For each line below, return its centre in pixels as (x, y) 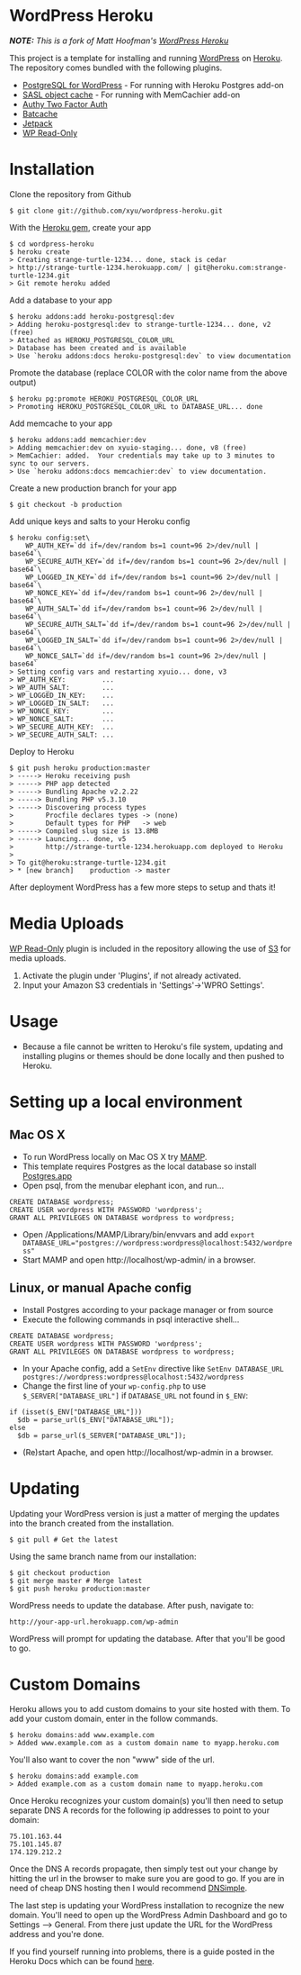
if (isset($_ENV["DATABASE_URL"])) (76, 1412)
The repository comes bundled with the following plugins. (116, 68)
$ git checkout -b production (66, 504)
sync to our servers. (50, 463)
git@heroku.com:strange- (241, 267)
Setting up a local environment (126, 1102)
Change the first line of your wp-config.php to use (114, 1386)
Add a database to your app (61, 300)
